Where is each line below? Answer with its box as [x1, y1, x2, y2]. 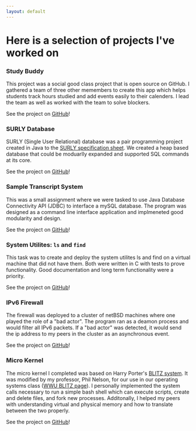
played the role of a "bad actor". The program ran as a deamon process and [6, 318, 189, 325]
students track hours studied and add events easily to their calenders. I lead [6, 93, 189, 100]
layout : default [6, 8, 46, 15]
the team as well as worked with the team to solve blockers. [6, 99, 150, 106]
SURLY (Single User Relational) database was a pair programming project [6, 138, 183, 145]
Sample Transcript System [6, 182, 83, 191]
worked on [6, 46, 59, 59]
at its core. [6, 157, 32, 164]
